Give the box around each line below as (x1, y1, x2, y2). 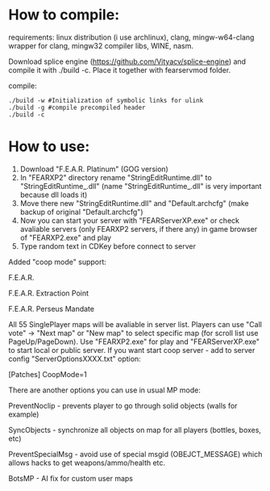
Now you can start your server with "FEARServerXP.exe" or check (19, 216, 240, 225)
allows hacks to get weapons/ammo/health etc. (8, 458, 166, 468)
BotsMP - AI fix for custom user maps (8, 473, 134, 483)
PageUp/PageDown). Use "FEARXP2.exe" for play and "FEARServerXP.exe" (8, 337, 260, 346)
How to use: (8, 137, 90, 156)
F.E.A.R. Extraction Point (8, 288, 89, 298)
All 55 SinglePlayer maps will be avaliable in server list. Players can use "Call (8, 319, 262, 329)
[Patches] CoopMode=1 (8, 369, 87, 379)
